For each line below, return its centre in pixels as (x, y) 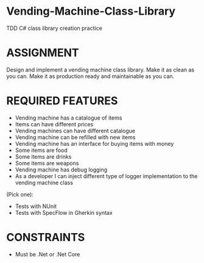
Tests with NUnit (36, 206)
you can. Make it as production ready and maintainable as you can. (90, 76)
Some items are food (41, 150)
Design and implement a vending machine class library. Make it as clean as (100, 70)
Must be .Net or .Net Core (47, 254)
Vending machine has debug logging (61, 170)
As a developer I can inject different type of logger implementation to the (106, 176)
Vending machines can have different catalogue (75, 131)
